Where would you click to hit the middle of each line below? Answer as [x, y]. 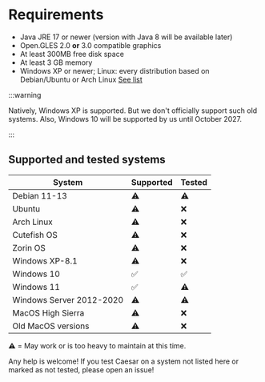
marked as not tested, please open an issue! [81, 369]
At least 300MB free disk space [72, 54]
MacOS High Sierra [48, 312]
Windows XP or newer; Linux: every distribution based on [114, 70]
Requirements [56, 15]
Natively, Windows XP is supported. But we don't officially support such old [133, 111]
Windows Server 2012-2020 [68, 300]
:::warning [25, 94]
